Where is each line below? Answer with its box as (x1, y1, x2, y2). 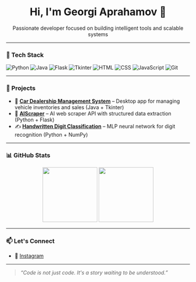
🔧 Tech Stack (6, 51, 44, 59)
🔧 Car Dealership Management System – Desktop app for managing (14, 98, 180, 105)
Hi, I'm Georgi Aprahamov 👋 (29, 5, 167, 19)
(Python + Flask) (14, 116, 55, 123)
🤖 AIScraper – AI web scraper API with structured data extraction (14, 110, 171, 117)
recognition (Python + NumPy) (14, 131, 89, 138)
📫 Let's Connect (6, 236, 55, 245)
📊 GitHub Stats (6, 151, 51, 159)
